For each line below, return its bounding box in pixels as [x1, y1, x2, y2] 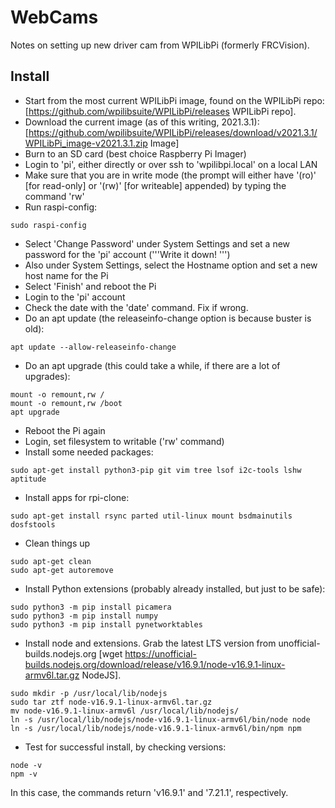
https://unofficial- [124, 647, 197, 660]
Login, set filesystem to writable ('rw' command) [24, 435, 225, 447]
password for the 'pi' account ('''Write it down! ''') [24, 248, 231, 260]
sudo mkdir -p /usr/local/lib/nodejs [10, 688, 168, 698]
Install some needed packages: [24, 446, 154, 458]
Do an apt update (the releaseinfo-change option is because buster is [24, 312, 312, 324]
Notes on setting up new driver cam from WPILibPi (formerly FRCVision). [10, 39, 310, 51]
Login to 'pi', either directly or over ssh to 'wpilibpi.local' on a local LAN [24, 158, 318, 170]
